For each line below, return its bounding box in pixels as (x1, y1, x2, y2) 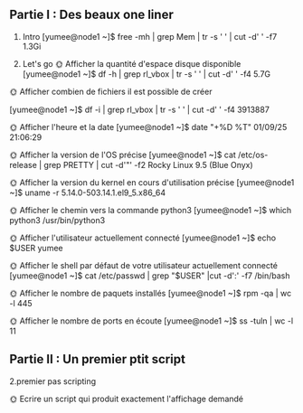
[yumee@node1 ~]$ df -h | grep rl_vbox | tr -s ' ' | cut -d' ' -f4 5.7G (22, 68, 271, 80)
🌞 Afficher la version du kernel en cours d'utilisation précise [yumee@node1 (9, 176, 295, 188)
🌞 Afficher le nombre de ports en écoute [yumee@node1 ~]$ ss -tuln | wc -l (9, 315, 294, 326)
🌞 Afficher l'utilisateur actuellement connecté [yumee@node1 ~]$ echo (9, 232, 277, 243)
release (9, 159, 38, 170)
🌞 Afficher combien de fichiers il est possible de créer (9, 86, 213, 97)
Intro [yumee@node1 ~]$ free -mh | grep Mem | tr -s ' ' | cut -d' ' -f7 (22, 31, 278, 42)
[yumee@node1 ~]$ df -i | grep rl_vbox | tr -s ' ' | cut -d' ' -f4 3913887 (9, 104, 270, 115)
